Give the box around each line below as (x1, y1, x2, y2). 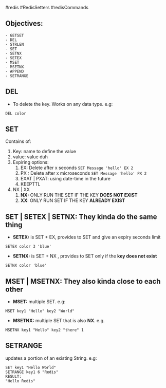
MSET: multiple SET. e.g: (12, 299, 66, 305)
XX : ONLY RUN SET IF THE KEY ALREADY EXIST (20, 197, 125, 204)
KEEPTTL (20, 181, 41, 187)
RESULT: (5, 374, 22, 379)
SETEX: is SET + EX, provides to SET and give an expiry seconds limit (12, 234, 161, 241)
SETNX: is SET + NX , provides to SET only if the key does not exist (12, 253, 157, 259)
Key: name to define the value (12, 149, 76, 155)
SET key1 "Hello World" (5, 365, 57, 370)
